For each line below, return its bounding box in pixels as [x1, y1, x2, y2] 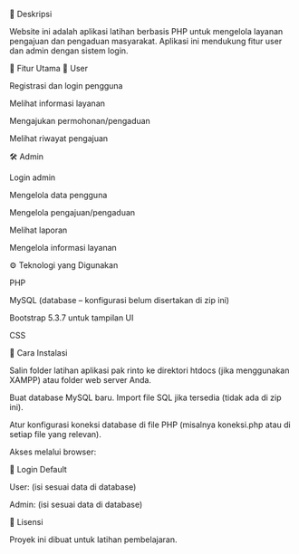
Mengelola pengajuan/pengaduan [9, 207, 136, 217]
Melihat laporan [9, 224, 68, 235]
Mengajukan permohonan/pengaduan [9, 116, 151, 126]
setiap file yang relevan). [9, 429, 101, 439]
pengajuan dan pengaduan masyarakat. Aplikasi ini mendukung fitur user [9, 36, 283, 46]
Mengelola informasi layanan [9, 243, 118, 253]
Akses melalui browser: [9, 446, 97, 457]
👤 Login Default [9, 464, 68, 474]
